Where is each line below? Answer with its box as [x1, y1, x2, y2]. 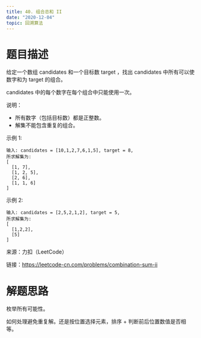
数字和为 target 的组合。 [6, 76, 66, 83]
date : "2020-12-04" [6, 14, 55, 20]
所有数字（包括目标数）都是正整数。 [14, 114, 105, 122]
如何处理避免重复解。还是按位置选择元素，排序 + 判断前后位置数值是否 [6, 318, 181, 325]
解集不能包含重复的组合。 [14, 122, 79, 129]
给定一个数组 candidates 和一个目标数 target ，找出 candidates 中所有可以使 [6, 68, 195, 76]
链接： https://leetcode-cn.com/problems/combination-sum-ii [6, 261, 158, 268]
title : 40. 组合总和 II [6, 8, 62, 15]
